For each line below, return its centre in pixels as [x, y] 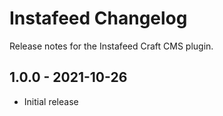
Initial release [51, 101]
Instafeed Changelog [98, 18]
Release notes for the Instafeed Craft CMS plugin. [111, 46]
